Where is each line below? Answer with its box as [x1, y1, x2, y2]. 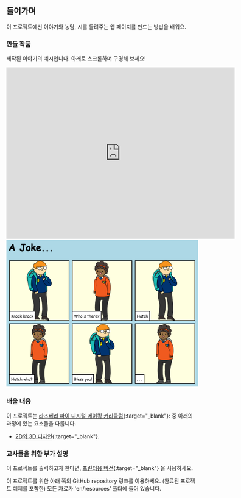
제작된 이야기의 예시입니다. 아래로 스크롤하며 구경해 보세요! [6, 55, 146, 62]
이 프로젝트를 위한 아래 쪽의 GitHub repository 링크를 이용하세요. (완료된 [6, 477, 180, 485]
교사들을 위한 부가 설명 [6, 449, 69, 458]
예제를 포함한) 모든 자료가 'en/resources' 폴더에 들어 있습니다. [12, 485, 161, 493]
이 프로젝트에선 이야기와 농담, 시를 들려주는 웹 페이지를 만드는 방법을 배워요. [6, 23, 187, 30]
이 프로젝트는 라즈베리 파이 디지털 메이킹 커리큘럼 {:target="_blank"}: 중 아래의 [6, 412, 194, 419]
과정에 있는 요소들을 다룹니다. [6, 419, 77, 427]
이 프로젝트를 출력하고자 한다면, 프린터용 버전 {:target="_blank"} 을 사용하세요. [6, 464, 194, 472]
